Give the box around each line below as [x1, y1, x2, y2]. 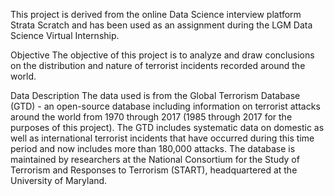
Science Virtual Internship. [10, 30, 120, 41]
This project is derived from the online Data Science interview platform [10, 9, 302, 20]
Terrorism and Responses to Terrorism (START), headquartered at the [10, 164, 298, 176]
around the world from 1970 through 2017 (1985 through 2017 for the [10, 111, 293, 123]
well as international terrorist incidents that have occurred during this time [10, 132, 315, 144]
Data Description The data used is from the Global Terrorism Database [10, 90, 301, 101]
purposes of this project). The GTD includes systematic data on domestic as [10, 122, 325, 133]
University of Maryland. [10, 175, 108, 186]
